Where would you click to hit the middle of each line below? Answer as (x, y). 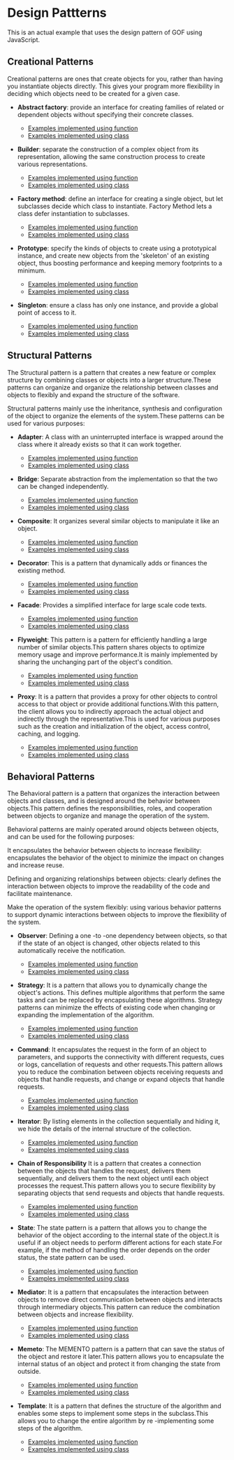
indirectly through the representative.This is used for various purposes (119, 719)
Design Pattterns (57, 13)
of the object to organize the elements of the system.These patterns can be (116, 415)
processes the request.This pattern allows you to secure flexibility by (116, 1186)
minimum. (31, 270)
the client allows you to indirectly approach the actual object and (110, 711)
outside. (29, 1372)
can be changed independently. (63, 486)
